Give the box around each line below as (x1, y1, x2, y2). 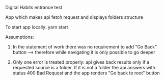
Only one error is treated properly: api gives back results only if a (12, 59, 149, 65)
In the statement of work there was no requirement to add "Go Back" (12, 44, 157, 50)
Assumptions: (5, 34, 34, 40)
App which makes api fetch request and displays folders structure (5, 14, 144, 20)
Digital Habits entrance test (5, 5, 63, 10)
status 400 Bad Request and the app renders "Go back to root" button (12, 70, 160, 76)
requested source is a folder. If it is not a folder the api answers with (12, 65, 155, 70)
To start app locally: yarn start (5, 24, 68, 30)
